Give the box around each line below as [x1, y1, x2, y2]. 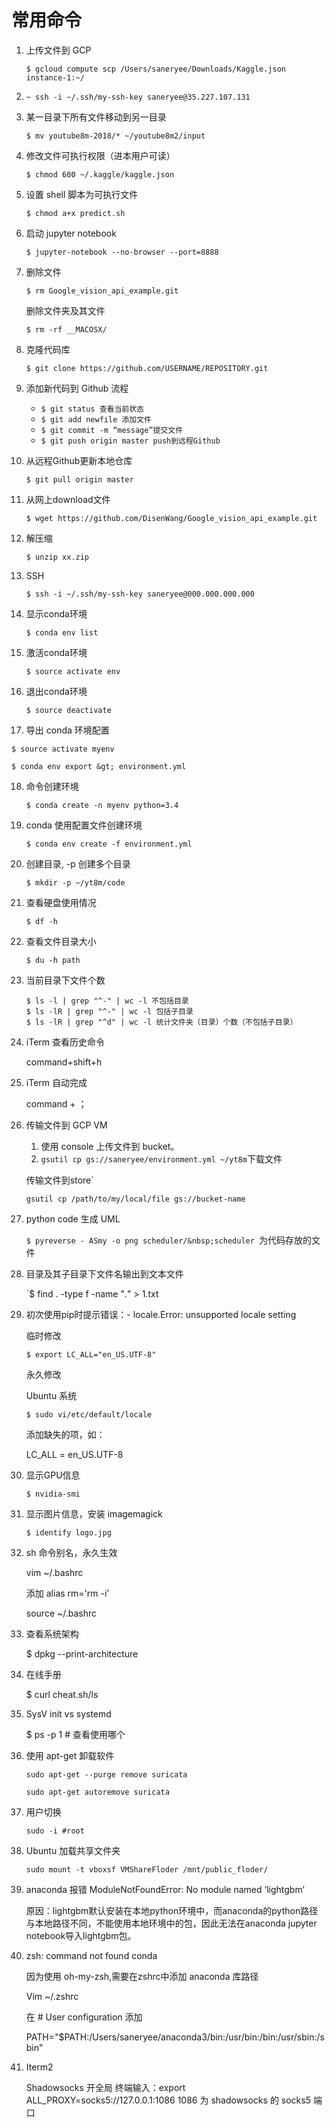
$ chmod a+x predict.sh [25, 208, 126, 218]
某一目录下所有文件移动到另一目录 [25, 111, 167, 123]
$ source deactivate [25, 705, 112, 715]
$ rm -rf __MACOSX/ [25, 324, 108, 335]
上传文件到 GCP [25, 44, 92, 56]
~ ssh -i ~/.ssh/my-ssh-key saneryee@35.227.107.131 [25, 92, 251, 102]
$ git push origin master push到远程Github [40, 436, 221, 446]
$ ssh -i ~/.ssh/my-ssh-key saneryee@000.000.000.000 [25, 589, 255, 599]
